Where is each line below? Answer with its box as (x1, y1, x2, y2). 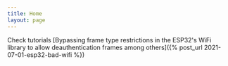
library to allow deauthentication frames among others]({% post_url (7, 43, 203, 51)
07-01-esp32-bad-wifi (7, 50, 72, 59)
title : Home (7, 10, 42, 17)
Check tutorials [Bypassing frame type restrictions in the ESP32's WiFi (7, 35, 212, 44)
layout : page (7, 17, 46, 24)
